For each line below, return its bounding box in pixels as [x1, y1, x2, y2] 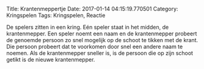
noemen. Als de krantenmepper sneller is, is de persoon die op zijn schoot [6, 49, 194, 57]
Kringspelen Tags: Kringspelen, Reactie [6, 12, 106, 19]
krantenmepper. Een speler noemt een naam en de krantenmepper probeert [6, 30, 197, 37]
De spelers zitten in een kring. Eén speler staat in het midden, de [6, 24, 169, 31]
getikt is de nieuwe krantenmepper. [6, 56, 95, 63]
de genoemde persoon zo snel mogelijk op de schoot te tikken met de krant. [6, 37, 199, 43]
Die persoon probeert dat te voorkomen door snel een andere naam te [6, 43, 183, 50]
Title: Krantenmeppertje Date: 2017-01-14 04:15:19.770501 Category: [6, 5, 178, 12]
